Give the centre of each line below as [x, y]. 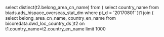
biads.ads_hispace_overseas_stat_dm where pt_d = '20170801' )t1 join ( [79, 13]
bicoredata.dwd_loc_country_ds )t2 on [45, 23]
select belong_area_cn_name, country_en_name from [61, 18]
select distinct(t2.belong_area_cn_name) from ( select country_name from [82, 7]
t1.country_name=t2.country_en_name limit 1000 [55, 29]
